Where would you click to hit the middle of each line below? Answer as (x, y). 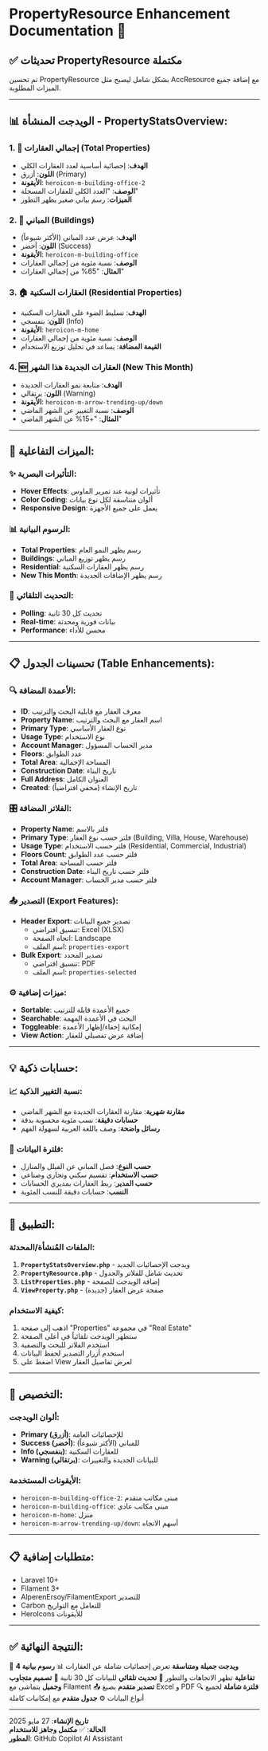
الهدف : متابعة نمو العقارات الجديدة (71, 384)
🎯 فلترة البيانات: (37, 1149)
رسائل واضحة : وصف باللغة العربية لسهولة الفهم (90, 1128)
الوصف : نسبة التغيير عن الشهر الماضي (77, 410)
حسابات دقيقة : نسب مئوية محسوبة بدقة (79, 1120)
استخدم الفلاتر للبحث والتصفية (65, 1345)
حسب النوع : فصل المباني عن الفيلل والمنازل (86, 1167)
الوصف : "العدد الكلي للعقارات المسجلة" (79, 191)
